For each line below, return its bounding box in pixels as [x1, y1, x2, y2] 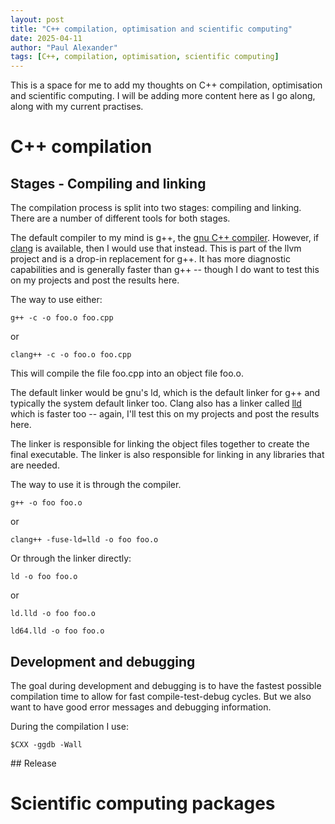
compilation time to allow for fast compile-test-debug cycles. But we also [10, 690, 312, 702]
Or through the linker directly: [10, 552, 132, 565]
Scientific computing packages [10, 792, 276, 815]
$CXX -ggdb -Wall [10, 739, 83, 750]
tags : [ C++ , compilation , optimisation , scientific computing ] [10, 52, 280, 62]
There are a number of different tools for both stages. [10, 212, 231, 225]
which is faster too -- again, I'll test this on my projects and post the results [10, 408, 320, 420]
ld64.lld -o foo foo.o [10, 626, 105, 636]
